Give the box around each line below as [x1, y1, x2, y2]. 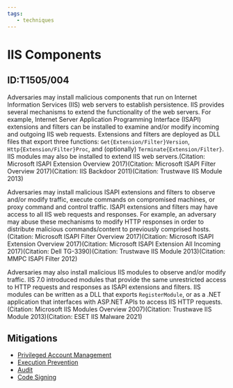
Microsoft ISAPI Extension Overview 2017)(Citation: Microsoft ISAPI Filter [7, 160, 216, 168]
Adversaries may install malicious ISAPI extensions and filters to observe [7, 187, 216, 196]
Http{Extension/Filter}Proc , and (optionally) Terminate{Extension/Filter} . [7, 144, 225, 153]
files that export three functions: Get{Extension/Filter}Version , [7, 137, 190, 146]
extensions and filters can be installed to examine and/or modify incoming [7, 123, 219, 131]
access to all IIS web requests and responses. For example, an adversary [7, 210, 217, 218]
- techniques [16, 17, 54, 24]
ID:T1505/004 [7, 75, 70, 86]
